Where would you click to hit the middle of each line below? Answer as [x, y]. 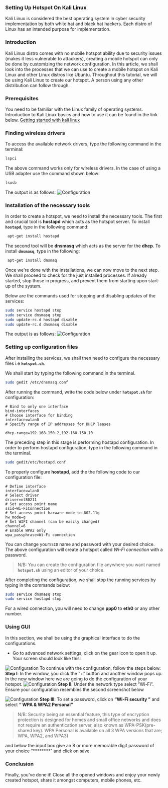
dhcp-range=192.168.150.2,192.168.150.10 [49, 433]
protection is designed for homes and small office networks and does [89, 720]
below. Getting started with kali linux [43, 120]
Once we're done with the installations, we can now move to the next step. [82, 270]
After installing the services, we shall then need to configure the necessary [82, 358]
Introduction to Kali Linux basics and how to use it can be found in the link [81, 114]
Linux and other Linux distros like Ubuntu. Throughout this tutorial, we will [81, 74]
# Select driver [22, 495]
